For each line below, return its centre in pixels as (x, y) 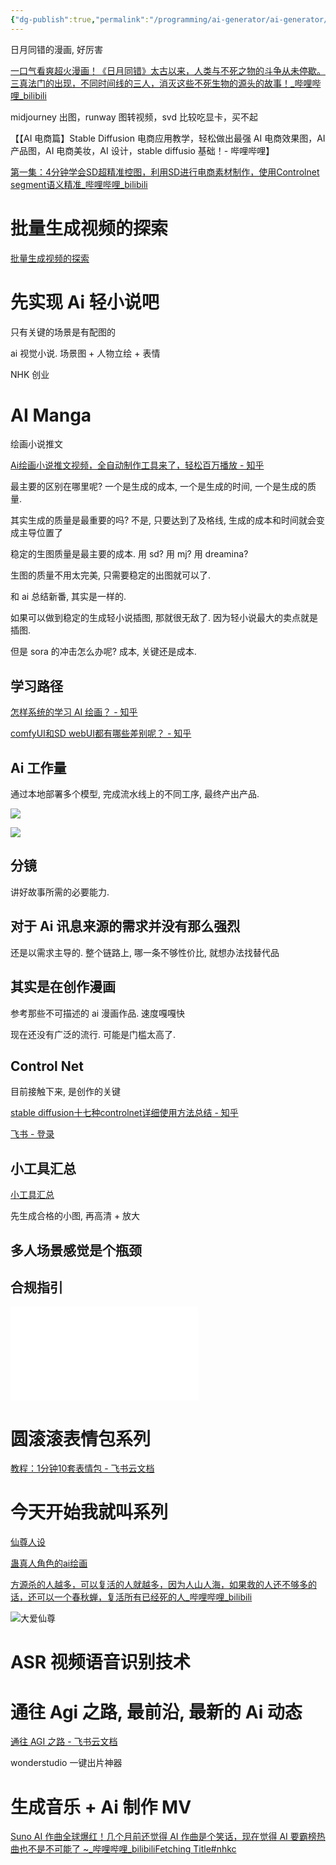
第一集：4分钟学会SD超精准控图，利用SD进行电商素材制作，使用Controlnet (165, 172)
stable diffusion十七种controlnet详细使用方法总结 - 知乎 (124, 1113)
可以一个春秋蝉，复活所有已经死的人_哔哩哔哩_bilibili (144, 1597)
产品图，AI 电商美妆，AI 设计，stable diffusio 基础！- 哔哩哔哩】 (142, 150)
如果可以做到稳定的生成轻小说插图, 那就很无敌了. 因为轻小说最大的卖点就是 (164, 618)
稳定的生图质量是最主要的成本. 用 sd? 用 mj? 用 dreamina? (129, 554)
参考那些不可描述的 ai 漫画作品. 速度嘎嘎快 (98, 1013)
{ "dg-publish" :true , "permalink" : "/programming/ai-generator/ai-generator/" (171, 19)
